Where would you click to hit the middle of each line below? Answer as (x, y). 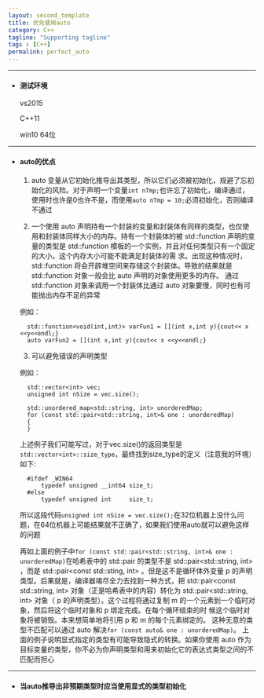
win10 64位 (38, 135)
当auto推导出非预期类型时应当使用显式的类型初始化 (103, 686)
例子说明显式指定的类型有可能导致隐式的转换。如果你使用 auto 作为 (142, 640)
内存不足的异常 (76, 295)
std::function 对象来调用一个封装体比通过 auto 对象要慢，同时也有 (137, 285)
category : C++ (31, 30)
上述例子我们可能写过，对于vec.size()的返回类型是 (101, 444)
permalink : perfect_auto (49, 52)
